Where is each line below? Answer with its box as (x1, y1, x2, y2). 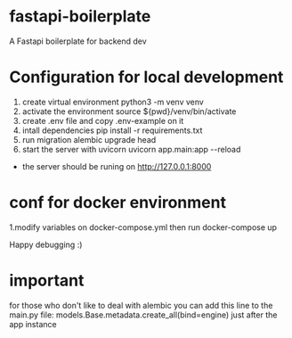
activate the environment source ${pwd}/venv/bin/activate (21, 105, 237, 117)
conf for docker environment (9, 193, 227, 213)
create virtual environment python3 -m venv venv (21, 96, 205, 107)
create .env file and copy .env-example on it (21, 115, 184, 126)
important (9, 270, 85, 291)
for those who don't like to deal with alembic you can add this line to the (9, 300, 273, 310)
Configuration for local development (9, 67, 284, 87)
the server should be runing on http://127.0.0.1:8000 (21, 161, 212, 171)
